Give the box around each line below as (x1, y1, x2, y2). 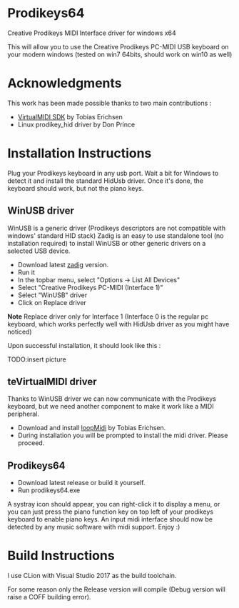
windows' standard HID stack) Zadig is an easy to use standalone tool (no (7, 231, 224, 240)
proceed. (17, 439, 45, 447)
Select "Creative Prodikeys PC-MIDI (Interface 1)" (17, 283, 163, 291)
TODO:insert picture (7, 355, 66, 364)
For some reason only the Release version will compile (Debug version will (7, 585, 226, 594)
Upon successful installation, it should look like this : (7, 341, 161, 349)
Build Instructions (7, 548, 116, 564)
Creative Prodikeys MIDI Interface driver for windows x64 (7, 29, 176, 37)
